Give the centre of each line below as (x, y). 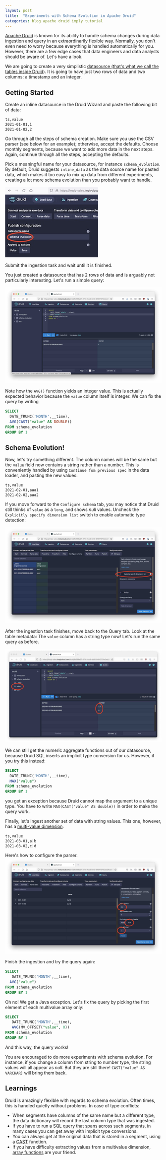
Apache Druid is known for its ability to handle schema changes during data (83, 36)
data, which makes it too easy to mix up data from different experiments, (79, 175)
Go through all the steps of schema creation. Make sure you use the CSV (80, 139)
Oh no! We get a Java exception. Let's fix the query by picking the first (77, 1002)
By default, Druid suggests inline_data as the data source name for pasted (82, 169)
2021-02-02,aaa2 (22, 495)
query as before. (22, 642)
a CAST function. (30, 1142)
